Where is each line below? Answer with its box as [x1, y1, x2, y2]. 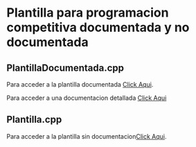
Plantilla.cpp [6, 114, 62, 126]
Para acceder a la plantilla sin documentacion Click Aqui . [6, 132, 167, 140]
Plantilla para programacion [6, 5, 169, 21]
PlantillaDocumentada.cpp [6, 62, 125, 73]
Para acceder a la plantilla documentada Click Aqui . [6, 80, 154, 88]
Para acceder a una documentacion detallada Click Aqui [6, 94, 167, 102]
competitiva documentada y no [6, 19, 190, 35]
